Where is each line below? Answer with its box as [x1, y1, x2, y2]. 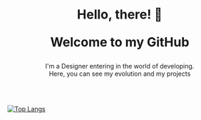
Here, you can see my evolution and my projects [48, 69, 191, 78]
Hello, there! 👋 [77, 6, 163, 23]
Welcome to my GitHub [50, 34, 190, 51]
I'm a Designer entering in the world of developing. [45, 62, 195, 71]
